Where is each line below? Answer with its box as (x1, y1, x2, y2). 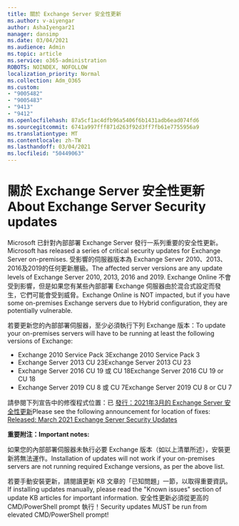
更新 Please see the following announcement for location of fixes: (19, 407, 210, 415)
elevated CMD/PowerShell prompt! (7, 510, 109, 519)
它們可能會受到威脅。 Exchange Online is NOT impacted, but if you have (19, 290, 230, 299)
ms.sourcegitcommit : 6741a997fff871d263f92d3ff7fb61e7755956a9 (7, 123, 200, 131)
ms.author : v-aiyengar (7, 17, 75, 24)
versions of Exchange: (7, 337, 73, 345)
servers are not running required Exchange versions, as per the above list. (7, 462, 225, 470)
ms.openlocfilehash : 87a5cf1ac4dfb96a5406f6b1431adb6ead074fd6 (7, 116, 200, 124)
